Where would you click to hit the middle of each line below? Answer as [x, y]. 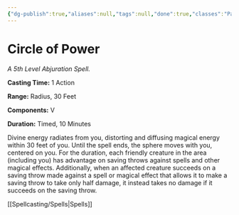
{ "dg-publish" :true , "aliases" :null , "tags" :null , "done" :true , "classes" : [116, 14]
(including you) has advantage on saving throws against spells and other [114, 160]
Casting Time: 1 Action [41, 82]
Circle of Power [54, 49]
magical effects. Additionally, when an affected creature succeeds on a [111, 167]
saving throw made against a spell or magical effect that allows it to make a [117, 175]
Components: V [31, 110]
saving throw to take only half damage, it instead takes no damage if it [110, 182]
